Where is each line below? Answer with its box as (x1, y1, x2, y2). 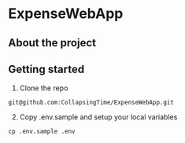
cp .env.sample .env (8, 127, 76, 136)
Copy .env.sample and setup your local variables (19, 112, 178, 122)
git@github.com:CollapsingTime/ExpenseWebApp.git (8, 99, 175, 107)
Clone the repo (19, 83, 68, 93)
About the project (8, 36, 97, 49)
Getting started (8, 62, 85, 75)
